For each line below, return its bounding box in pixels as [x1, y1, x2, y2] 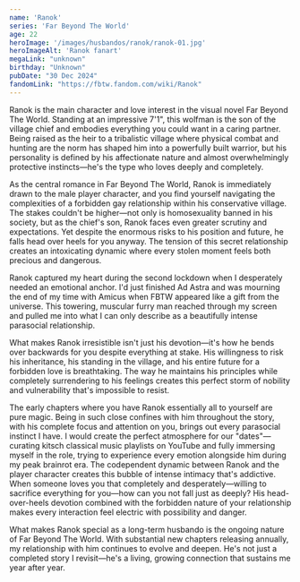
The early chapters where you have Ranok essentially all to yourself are [9, 402, 273, 413]
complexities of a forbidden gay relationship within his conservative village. [9, 198, 287, 209]
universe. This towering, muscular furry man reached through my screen [9, 301, 278, 312]
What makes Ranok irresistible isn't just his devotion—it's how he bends [9, 337, 275, 347]
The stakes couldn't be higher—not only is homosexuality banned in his [9, 207, 273, 218]
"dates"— [235, 431, 271, 441]
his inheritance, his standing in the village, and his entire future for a [9, 355, 260, 367]
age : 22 [9, 30, 39, 39]
